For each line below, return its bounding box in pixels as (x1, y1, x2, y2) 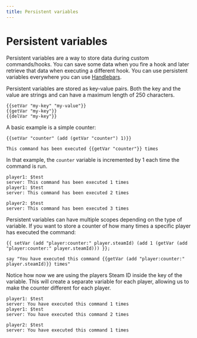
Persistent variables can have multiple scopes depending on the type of (6, 216, 183, 223)
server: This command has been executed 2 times (6, 189, 129, 196)
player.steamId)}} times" (6, 261, 70, 267)
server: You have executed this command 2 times (6, 311, 129, 317)
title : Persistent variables (6, 8, 79, 15)
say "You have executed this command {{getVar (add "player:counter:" (6, 256, 185, 262)
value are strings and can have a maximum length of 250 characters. (6, 91, 175, 99)
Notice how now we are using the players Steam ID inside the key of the (6, 271, 183, 278)
